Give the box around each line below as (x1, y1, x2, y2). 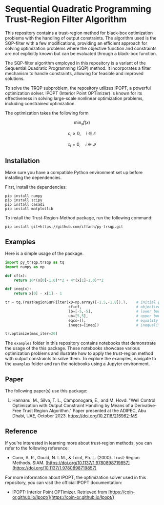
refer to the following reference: (5, 445, 69, 451)
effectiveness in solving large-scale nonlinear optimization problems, (5, 95, 144, 101)
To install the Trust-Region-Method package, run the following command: (5, 215, 153, 221)
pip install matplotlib (5, 206, 54, 212)
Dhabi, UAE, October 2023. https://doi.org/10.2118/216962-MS (12, 413, 138, 419)
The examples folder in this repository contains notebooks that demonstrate (5, 340, 156, 346)
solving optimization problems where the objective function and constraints (5, 45, 157, 51)
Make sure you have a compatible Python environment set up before (5, 170, 143, 175)
